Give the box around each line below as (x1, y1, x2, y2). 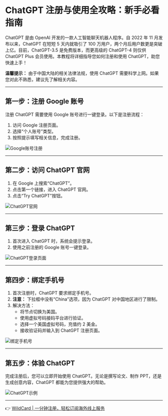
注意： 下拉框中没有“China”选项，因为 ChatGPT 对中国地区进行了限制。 (12, 296, 160, 302)
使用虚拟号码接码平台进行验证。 (19, 315, 86, 321)
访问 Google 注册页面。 (12, 122, 61, 128)
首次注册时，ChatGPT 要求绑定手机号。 (12, 290, 94, 296)
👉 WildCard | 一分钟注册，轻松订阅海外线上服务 (5, 405, 105, 411)
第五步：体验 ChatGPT (5, 358, 75, 367)
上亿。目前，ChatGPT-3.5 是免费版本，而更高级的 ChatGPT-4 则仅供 (5, 47, 146, 53)
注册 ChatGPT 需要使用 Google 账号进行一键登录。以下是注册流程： (5, 111, 144, 117)
